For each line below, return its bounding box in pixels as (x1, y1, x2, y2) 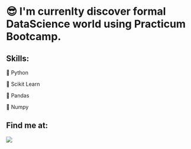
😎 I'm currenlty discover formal (6, 5, 166, 18)
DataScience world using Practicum (6, 17, 186, 31)
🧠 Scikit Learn (6, 80, 40, 88)
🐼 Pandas (6, 92, 30, 99)
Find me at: (6, 121, 48, 131)
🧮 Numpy (6, 103, 29, 111)
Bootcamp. (6, 30, 61, 43)
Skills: (6, 53, 30, 63)
